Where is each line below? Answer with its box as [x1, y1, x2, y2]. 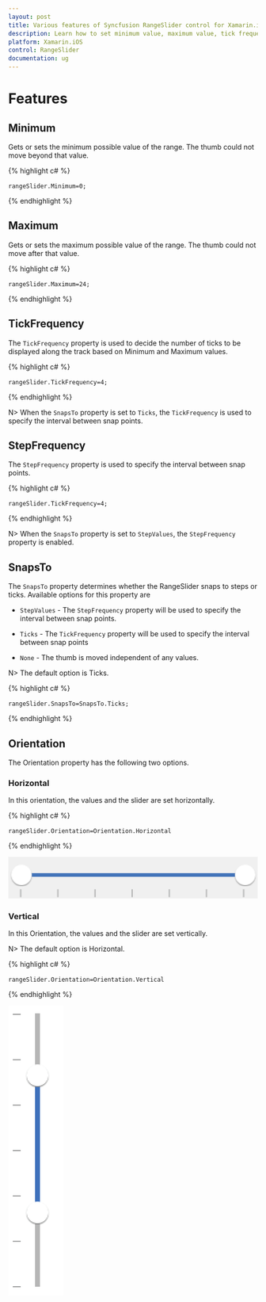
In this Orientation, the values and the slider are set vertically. [8, 929, 208, 938]
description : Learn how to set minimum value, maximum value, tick [8, 29, 236, 37]
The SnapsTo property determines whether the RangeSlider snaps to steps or [8, 582, 257, 591]
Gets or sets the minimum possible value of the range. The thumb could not [8, 143, 255, 151]
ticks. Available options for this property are [8, 590, 150, 600]
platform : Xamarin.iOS [8, 38, 83, 46]
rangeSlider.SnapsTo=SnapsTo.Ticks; [8, 700, 129, 708]
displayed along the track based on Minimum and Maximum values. [8, 346, 228, 356]
